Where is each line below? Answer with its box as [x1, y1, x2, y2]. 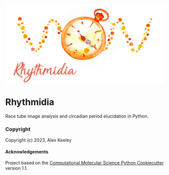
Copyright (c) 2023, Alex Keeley [5, 137, 72, 143]
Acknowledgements [5, 148, 49, 155]
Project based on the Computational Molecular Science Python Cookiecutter [5, 160, 164, 166]
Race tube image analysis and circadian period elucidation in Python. [5, 113, 149, 119]
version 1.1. [5, 165, 28, 171]
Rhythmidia [5, 96, 54, 108]
